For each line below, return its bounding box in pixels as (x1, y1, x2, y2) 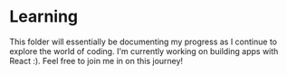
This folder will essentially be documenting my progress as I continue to (9, 36, 278, 47)
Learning (9, 6, 79, 27)
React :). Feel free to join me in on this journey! (9, 55, 184, 66)
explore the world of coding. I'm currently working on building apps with (9, 45, 279, 56)
